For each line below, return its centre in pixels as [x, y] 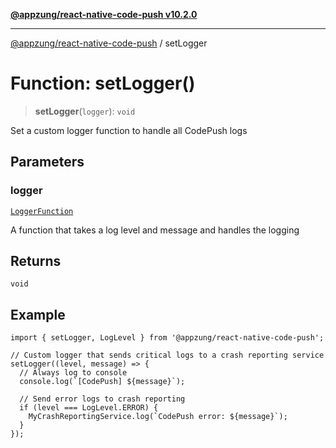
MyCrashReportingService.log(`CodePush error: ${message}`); [158, 417]
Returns [36, 261]
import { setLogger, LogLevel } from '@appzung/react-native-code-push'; [167, 338]
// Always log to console [73, 373]
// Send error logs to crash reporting [102, 399]
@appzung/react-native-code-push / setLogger [109, 43]
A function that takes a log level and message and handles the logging [155, 230]
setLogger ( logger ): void [85, 111]
